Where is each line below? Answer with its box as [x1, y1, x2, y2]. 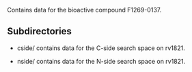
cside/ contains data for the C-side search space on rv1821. [16, 44, 186, 52]
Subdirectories [7, 25, 72, 37]
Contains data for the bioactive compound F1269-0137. [7, 6, 162, 14]
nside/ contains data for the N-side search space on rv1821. [16, 57, 186, 65]
